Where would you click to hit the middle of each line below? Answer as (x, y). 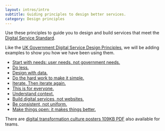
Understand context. (33, 94)
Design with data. (30, 73)
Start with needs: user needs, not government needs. (66, 63)
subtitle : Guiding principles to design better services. (66, 14)
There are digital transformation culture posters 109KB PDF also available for (82, 119)
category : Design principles (35, 19)
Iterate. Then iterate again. (39, 83)
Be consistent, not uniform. (40, 104)
